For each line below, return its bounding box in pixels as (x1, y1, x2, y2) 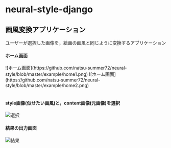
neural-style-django (5, 4, 93, 15)
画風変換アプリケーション (5, 25, 86, 34)
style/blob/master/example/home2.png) (5, 82, 89, 89)
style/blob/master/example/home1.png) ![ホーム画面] (5, 71, 116, 77)
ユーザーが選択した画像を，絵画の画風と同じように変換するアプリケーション (5, 40, 166, 46)
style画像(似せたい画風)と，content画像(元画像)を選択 (5, 100, 120, 106)
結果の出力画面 (5, 125, 37, 131)
